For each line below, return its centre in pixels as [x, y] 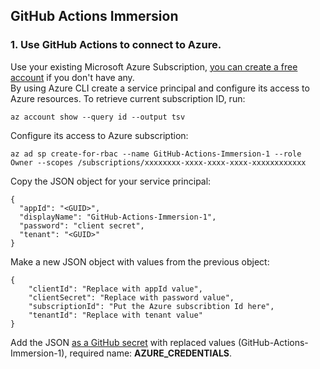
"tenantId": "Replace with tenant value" [115, 315]
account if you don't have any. [72, 77]
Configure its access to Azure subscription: [99, 135]
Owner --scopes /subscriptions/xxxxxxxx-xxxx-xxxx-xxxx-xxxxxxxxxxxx [158, 162]
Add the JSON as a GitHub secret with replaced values [123, 342]
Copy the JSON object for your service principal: [111, 181]
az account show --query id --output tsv [98, 117]
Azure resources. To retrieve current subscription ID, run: [128, 98]
